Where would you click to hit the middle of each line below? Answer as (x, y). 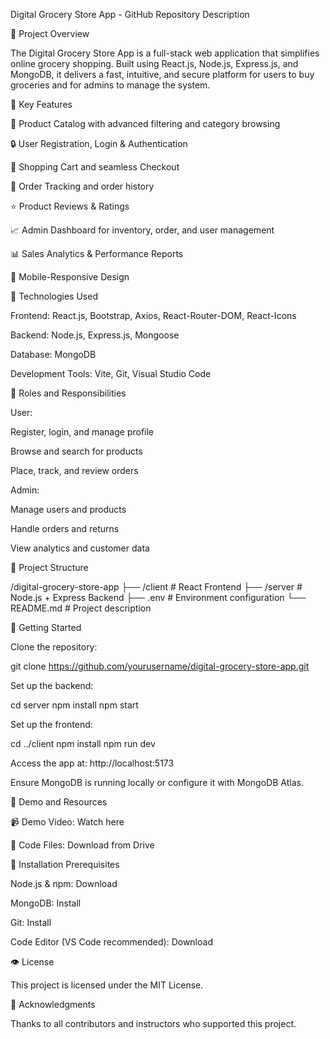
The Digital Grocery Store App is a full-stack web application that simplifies (165, 53)
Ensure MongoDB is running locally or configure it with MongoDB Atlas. (157, 782)
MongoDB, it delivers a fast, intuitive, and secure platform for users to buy (162, 74)
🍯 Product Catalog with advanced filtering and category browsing (145, 123)
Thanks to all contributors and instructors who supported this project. (153, 1023)
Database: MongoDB (53, 354)
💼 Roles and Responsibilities (68, 393)
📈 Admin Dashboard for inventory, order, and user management (142, 230)
